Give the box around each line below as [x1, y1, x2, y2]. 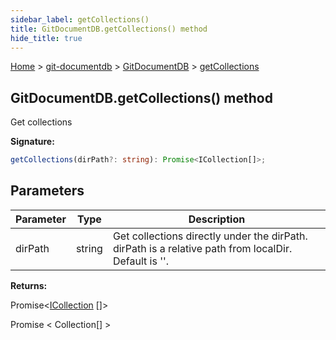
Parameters [10, 182, 85, 200]
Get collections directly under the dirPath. [112, 229, 308, 243]
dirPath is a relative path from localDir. [112, 241, 293, 255]
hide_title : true [10, 33, 83, 43]
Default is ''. [112, 254, 170, 268]
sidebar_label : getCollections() [10, 14, 150, 25]
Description [188, 212, 246, 226]
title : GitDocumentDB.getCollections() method [10, 24, 208, 34]
